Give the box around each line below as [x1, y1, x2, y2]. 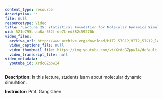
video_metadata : [5, 57, 38, 61]
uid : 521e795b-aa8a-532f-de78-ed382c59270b [5, 29, 95, 34]
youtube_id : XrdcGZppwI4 [9, 61, 60, 66]
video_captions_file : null [9, 43, 64, 48]
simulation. [5, 79, 27, 85]
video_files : [5, 34, 32, 39]
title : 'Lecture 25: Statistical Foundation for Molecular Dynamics [5, 25, 147, 30]
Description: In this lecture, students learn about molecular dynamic [5, 74, 142, 80]
